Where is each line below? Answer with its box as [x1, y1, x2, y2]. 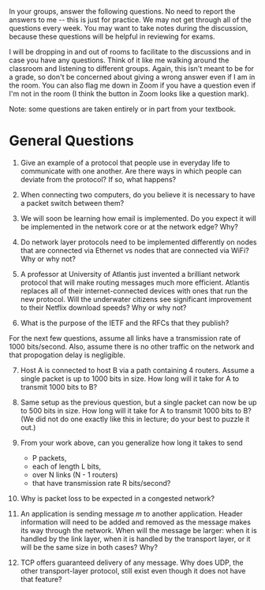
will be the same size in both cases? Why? [20, 542, 159, 551]
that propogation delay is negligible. [9, 350, 125, 360]
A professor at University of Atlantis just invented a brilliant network [20, 269, 241, 278]
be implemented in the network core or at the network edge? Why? [20, 222, 239, 231]
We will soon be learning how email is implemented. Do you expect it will [20, 213, 257, 223]
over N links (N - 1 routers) [32, 469, 118, 480]
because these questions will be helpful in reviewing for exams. [9, 32, 215, 41]
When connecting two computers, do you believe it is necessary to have [20, 189, 256, 200]
